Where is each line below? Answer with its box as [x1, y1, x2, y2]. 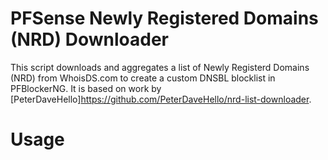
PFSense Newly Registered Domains [10, 7, 319, 30]
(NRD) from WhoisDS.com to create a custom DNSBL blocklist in [10, 72, 276, 84]
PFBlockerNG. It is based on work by [10, 82, 162, 94]
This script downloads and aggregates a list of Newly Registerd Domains [10, 61, 310, 73]
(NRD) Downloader [10, 28, 169, 51]
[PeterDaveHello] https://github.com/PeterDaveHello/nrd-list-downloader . [10, 93, 312, 105]
